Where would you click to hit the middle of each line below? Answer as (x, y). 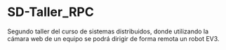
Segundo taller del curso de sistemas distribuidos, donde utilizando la (108, 31)
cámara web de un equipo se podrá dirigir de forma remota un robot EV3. (113, 38)
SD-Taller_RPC (51, 12)
